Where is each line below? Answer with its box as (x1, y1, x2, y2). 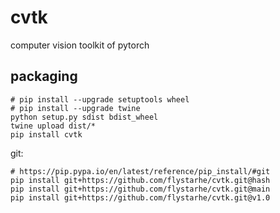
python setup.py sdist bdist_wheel (10, 112, 159, 122)
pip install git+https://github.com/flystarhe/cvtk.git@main (10, 184, 271, 194)
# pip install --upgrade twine (10, 103, 141, 113)
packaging (10, 68, 78, 85)
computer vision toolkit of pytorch (10, 39, 150, 51)
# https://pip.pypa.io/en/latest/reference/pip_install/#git (10, 166, 271, 176)
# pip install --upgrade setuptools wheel (10, 94, 190, 105)
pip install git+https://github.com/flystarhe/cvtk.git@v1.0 (10, 192, 271, 203)
